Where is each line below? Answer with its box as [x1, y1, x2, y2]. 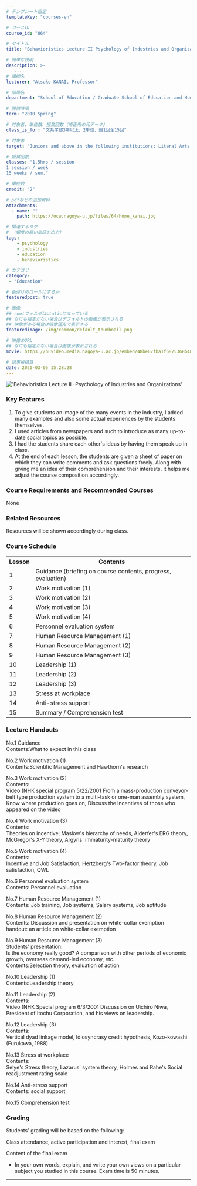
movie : [6, 348, 22, 354]
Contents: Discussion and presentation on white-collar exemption [6, 919, 164, 926]
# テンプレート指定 [6, 8, 47, 15]
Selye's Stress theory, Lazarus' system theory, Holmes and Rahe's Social [6, 1064, 183, 1071]
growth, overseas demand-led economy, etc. [6, 955, 115, 962]
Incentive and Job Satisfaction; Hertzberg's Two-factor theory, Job [6, 860, 168, 867]
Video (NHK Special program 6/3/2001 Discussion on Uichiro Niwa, [6, 1003, 168, 1010]
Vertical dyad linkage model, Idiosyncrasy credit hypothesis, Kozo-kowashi [6, 1034, 188, 1041]
